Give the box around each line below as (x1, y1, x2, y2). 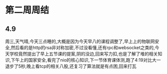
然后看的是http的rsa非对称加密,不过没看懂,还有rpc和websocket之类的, (10, 45, 155, 50)
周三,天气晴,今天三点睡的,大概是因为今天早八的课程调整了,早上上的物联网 (5, 38, 155, 44)
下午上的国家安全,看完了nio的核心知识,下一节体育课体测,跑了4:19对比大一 (10, 57, 161, 63)
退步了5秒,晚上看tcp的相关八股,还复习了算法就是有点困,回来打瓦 (5, 63, 136, 69)
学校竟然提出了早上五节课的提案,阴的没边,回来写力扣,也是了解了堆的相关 (9, 51, 158, 57)
